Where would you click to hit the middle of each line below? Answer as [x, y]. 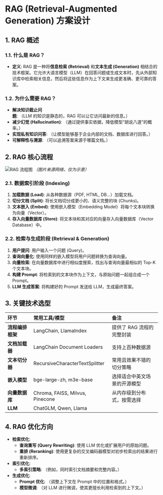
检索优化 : [21, 439]
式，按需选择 [127, 400]
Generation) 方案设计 [48, 21]
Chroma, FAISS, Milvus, [60, 393]
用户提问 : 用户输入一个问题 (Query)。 [49, 250]
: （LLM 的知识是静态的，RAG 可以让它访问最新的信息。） [73, 116]
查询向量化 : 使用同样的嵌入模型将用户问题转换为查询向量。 [71, 256]
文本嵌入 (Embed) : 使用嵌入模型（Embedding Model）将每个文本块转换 [83, 207]
